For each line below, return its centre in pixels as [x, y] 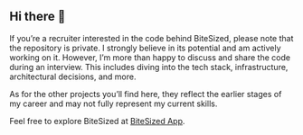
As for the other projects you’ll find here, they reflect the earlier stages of [146, 94]
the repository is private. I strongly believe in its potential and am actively [146, 48]
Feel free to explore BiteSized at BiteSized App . [97, 121]
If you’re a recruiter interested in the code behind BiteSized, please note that [151, 38]
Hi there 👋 [38, 17]
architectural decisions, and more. [73, 76]
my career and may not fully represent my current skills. [114, 103]
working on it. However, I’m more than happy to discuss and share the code [150, 57]
